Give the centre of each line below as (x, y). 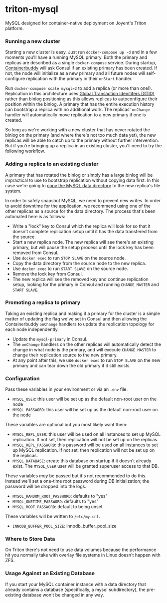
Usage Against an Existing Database (50, 574)
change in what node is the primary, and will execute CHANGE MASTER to (84, 349)
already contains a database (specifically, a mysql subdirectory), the (75, 590)
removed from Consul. (35, 253)
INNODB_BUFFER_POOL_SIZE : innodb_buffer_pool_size (64, 526)
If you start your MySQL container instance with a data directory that (76, 584)
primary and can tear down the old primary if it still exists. (72, 365)
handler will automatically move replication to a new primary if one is (76, 115)
